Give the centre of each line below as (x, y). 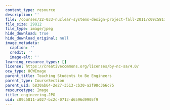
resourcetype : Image (27, 90)
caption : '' (23, 48)
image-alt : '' (25, 57)
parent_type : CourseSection (35, 81)
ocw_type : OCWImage (26, 71)
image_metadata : (22, 43)
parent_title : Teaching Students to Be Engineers (59, 76)
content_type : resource (30, 10)
